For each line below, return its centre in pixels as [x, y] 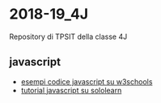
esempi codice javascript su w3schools [87, 81]
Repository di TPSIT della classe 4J [68, 36]
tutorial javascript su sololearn [71, 90]
